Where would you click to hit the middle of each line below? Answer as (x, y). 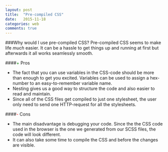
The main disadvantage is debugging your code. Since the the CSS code (88, 124)
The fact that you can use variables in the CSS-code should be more (83, 72)
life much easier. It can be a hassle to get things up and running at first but (82, 48)
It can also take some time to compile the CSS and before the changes (85, 140)
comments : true (21, 28)
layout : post (19, 10)
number (21, 83)
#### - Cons (18, 114)
